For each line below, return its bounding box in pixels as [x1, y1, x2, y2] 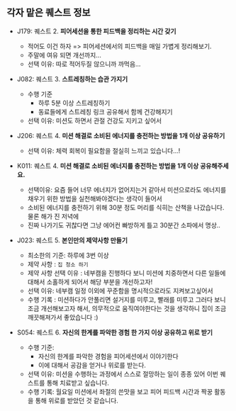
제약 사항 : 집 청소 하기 [27, 259, 89, 268]
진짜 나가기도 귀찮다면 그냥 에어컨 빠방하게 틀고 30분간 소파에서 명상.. [27, 220, 221, 229]
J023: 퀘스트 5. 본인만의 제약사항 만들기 [16, 236, 128, 244]
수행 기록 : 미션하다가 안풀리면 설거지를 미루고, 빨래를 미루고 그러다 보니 [27, 295, 226, 303]
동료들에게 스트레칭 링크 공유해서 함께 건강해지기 [38, 107, 173, 116]
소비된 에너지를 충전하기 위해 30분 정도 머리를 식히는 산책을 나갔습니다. [27, 203, 225, 211]
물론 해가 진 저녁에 [27, 212, 79, 220]
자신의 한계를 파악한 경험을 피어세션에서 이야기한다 [38, 351, 179, 360]
